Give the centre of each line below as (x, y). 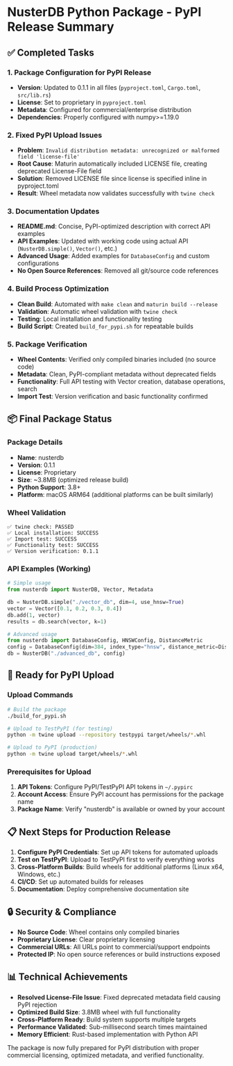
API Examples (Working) (49, 568)
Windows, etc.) (39, 875)
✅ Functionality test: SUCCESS (53, 546)
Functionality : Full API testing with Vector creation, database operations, (121, 382)
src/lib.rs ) (34, 95)
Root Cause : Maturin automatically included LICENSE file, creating (112, 164)
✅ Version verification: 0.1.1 (53, 551)
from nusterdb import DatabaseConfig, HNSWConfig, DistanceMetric (105, 641)
